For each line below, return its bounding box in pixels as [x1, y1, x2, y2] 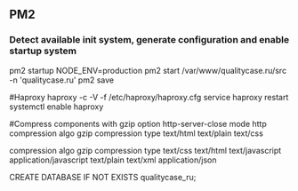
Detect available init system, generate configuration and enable [9, 34, 290, 46]
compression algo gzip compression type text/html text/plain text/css [9, 128, 264, 139]
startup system [9, 44, 77, 57]
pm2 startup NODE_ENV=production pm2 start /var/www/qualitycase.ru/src [9, 65, 287, 76]
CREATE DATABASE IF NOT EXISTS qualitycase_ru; [9, 171, 197, 182]
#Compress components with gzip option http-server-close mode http [9, 118, 267, 129]
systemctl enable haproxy [9, 101, 104, 112]
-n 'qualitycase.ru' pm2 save [9, 75, 114, 85]
